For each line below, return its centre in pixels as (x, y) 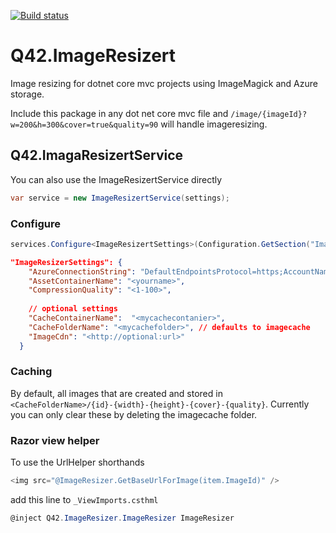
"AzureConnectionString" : (82, 271)
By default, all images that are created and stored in (116, 393)
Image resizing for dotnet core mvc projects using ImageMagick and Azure (164, 83)
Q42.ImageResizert (93, 56)
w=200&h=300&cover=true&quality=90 (84, 125)
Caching (31, 372)
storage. (27, 94)
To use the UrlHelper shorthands (77, 462)
